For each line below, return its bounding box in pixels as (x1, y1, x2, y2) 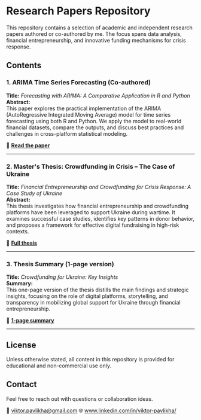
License (6, 340, 36, 350)
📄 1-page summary (6, 317, 54, 324)
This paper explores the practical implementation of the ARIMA (6, 105, 162, 112)
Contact (6, 379, 37, 389)
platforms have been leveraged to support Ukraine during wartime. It (6, 208, 175, 216)
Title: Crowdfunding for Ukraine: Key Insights (6, 273, 118, 281)
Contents (6, 60, 42, 71)
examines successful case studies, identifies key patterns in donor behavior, (6, 215, 194, 222)
